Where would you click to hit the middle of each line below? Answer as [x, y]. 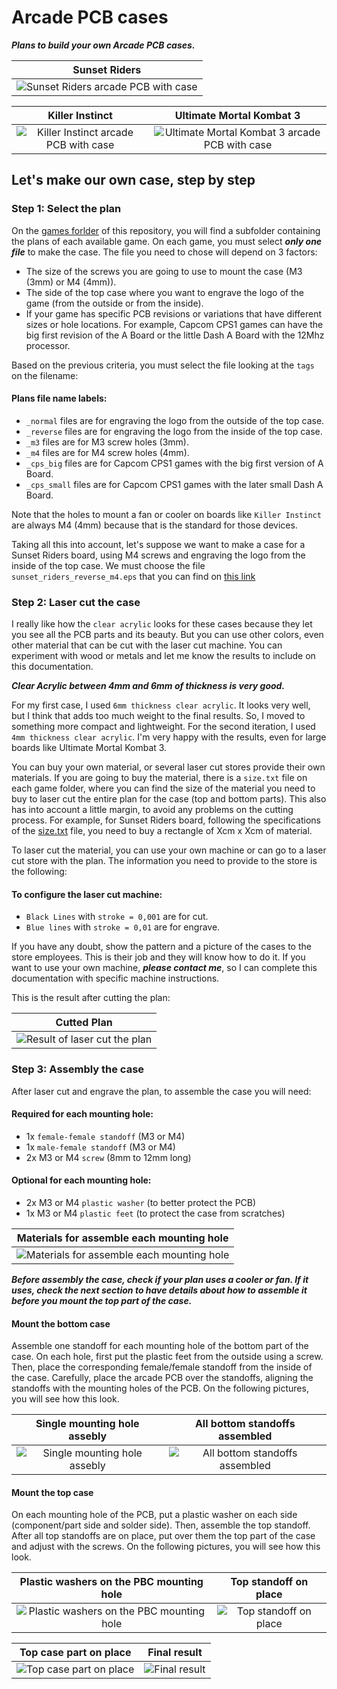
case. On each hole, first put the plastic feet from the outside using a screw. [167, 1357]
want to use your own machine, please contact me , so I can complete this [164, 968]
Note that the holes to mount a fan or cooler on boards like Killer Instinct [166, 514]
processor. [48, 345]
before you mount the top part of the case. [102, 1301]
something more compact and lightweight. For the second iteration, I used [163, 727]
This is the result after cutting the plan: [91, 998]
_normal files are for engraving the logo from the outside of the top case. [175, 420]
